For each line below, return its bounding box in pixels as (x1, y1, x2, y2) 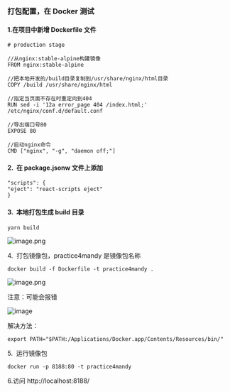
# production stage (7, 41, 65, 49)
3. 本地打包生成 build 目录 (7, 207, 84, 216)
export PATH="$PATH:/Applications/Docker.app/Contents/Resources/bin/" (7, 335, 224, 342)
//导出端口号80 (7, 121, 48, 129)
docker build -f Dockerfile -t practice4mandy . (7, 265, 154, 273)
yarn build (7, 224, 40, 232)
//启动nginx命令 (7, 141, 51, 148)
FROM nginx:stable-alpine (7, 62, 84, 69)
